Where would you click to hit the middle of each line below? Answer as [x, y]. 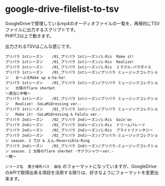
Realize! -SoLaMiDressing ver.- [49, 104]
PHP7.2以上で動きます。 [30, 36]
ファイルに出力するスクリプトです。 [42, 29]
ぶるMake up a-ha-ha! [44, 78]
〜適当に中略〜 [18, 93]
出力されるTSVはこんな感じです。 [39, 46]
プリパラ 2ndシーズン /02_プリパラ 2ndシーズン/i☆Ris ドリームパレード [75, 125]
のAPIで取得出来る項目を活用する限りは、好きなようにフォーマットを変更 [80, 172]
